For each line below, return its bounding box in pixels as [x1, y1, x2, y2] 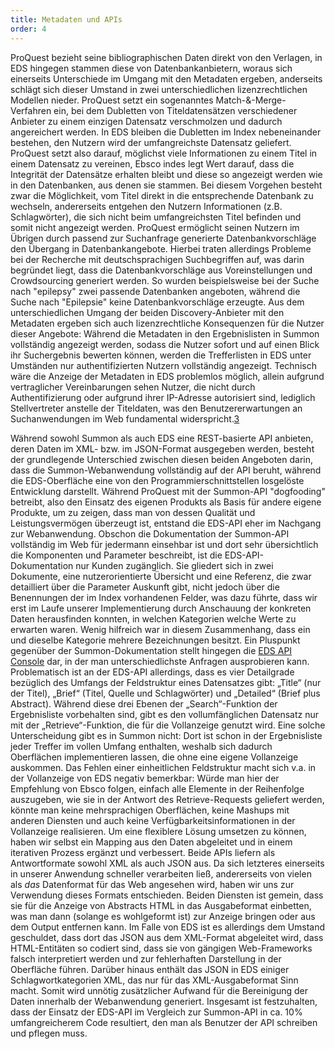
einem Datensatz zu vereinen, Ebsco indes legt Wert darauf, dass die [10, 157, 295, 170]
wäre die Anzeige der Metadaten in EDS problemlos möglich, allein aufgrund [10, 370, 325, 382]
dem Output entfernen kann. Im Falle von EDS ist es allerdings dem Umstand [10, 921, 326, 933]
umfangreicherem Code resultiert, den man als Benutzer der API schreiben [10, 1016, 318, 1028]
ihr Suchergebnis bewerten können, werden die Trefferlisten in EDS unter [10, 349, 312, 361]
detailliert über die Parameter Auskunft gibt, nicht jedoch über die [10, 581, 280, 593]
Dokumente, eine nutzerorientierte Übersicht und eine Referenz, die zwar [10, 570, 312, 582]
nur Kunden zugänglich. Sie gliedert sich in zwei [75, 559, 274, 571]
